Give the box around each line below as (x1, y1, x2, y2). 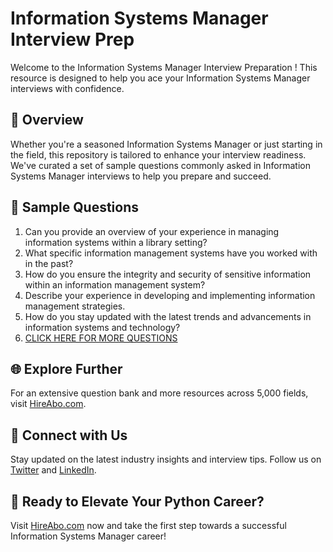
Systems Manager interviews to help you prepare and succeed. (10, 170, 272, 182)
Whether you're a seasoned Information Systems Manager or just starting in (10, 138, 323, 150)
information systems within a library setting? (24, 236, 208, 248)
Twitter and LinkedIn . (10, 464, 97, 476)
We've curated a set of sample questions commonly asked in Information (10, 159, 311, 171)
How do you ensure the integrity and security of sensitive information (24, 268, 312, 280)
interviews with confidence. (10, 82, 125, 94)
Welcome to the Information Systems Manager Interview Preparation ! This (10, 61, 318, 73)
